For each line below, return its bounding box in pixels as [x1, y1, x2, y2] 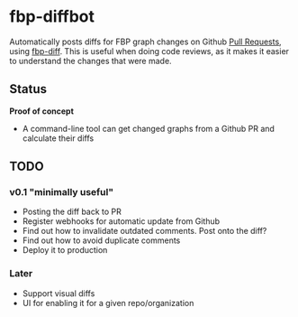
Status [9, 81, 48, 97]
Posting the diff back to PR [22, 206, 122, 218]
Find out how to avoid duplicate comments [22, 235, 181, 246]
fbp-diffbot [9, 6, 95, 27]
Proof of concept [9, 106, 75, 117]
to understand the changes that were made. [9, 55, 173, 66]
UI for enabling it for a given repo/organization [22, 297, 194, 308]
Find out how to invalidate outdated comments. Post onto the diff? [22, 226, 267, 237]
